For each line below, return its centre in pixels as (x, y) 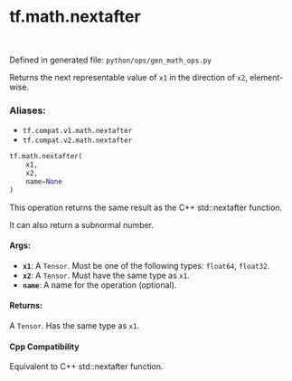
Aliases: (28, 110)
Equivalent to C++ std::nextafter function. (87, 367)
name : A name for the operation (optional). (99, 285)
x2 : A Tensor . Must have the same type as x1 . (106, 275)
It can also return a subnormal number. (82, 224)
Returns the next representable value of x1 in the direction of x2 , (129, 77)
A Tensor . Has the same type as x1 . (75, 326)
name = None (44, 181)
